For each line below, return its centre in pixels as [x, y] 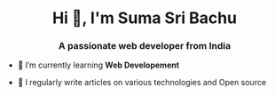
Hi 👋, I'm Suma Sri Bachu [145, 18]
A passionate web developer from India [145, 46]
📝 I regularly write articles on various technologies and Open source [142, 83]
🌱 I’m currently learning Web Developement [98, 65]
